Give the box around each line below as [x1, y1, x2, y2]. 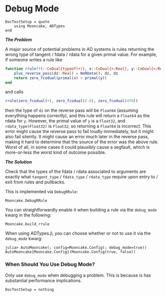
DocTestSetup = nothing [5, 287, 54, 292]
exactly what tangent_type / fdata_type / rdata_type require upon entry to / [5, 174, 158, 180]
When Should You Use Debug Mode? [5, 261, 95, 268]
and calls [5, 89, 24, 95]
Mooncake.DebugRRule [5, 198, 48, 203]
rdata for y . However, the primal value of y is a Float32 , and [5, 118, 125, 124]
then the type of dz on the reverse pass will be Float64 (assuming [5, 107, 138, 114]
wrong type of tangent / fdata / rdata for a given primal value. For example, [5, 51, 157, 57]
